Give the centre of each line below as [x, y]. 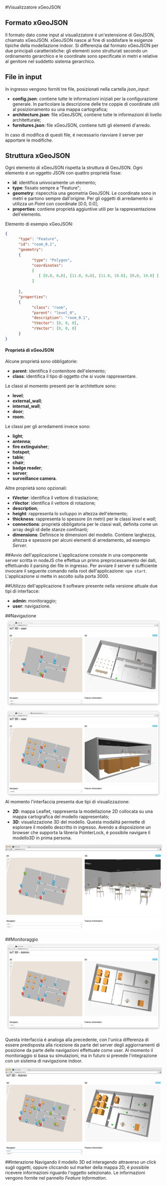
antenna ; [22, 442]
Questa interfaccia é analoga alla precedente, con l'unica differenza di [77, 1039]
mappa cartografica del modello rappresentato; [61, 817]
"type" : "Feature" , [38, 239]
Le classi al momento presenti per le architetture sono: [61, 386]
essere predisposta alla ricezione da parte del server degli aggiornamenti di [83, 1045]
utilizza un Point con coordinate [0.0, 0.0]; [55, 204]
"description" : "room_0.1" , [61, 318]
